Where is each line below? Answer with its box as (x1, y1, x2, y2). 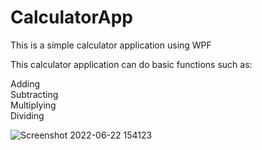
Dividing (10, 109, 45, 121)
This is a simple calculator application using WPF (10, 39, 212, 51)
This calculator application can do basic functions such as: (10, 58, 253, 70)
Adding (10, 77, 41, 90)
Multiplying (10, 99, 57, 111)
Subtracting (10, 88, 59, 100)
